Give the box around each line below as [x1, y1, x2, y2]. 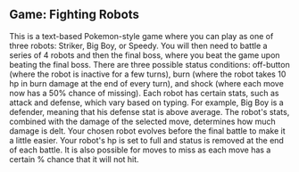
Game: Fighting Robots [9, 7, 140, 22]
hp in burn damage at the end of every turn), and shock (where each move [9, 78, 284, 88]
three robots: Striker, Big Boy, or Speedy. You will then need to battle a [9, 40, 268, 51]
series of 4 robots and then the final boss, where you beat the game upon [9, 49, 280, 61]
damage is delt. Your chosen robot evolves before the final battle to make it [9, 125, 286, 136]
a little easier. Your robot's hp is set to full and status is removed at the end [9, 135, 284, 145]
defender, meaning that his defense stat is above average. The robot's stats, [9, 106, 290, 117]
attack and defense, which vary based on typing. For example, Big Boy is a [9, 97, 284, 108]
